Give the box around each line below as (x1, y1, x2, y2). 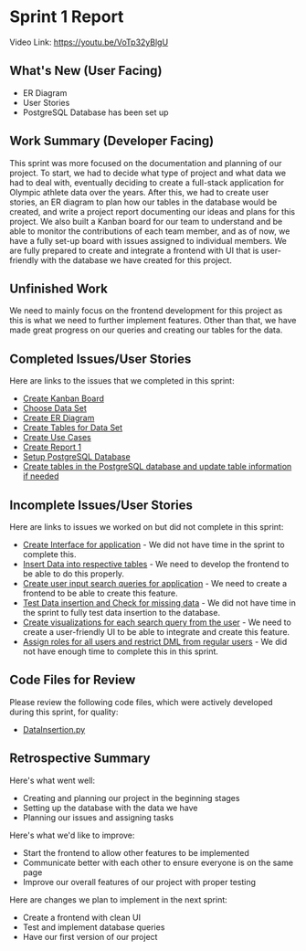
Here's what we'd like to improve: (9, 829, 135, 840)
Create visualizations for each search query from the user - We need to (22, 617, 292, 628)
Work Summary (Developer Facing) (9, 133, 215, 149)
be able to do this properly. (22, 568, 125, 579)
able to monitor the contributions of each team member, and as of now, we (9, 226, 290, 237)
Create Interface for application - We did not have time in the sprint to (22, 539, 285, 550)
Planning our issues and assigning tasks (22, 811, 174, 823)
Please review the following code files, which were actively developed (9, 696, 273, 707)
